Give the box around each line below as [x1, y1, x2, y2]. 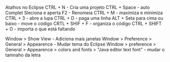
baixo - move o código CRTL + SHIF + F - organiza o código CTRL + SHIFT [5, 20, 162, 26]
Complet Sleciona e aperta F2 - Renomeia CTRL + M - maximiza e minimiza [5, 10, 163, 16]
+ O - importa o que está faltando [5, 26, 76, 32]
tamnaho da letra [5, 52, 41, 58]
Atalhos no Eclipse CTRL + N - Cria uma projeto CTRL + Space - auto [5, 5, 150, 10]
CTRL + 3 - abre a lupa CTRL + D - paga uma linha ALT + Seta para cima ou [5, 15, 163, 21]
